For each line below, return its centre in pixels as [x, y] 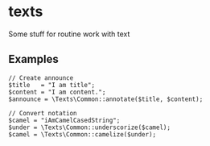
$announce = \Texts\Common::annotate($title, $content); [106, 99]
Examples [33, 59]
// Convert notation [43, 113]
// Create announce [41, 78]
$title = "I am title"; [51, 85]
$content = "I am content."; [57, 92]
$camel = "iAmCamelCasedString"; [64, 120]
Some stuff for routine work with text [69, 34]
